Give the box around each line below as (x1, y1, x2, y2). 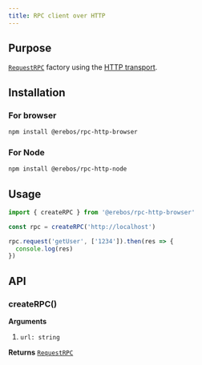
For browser (8, 110, 57, 121)
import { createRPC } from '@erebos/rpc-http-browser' (8, 208, 196, 216)
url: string (19, 334, 60, 342)
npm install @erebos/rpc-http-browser (8, 128, 138, 136)
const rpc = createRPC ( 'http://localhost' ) (8, 223, 156, 231)
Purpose (8, 42, 52, 55)
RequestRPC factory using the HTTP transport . (8, 62, 158, 72)
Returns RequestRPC (8, 347, 74, 357)
